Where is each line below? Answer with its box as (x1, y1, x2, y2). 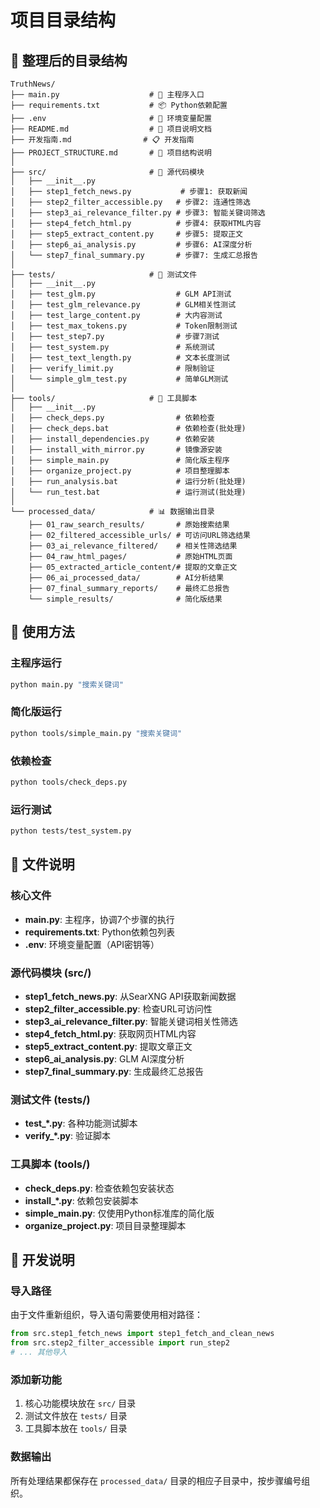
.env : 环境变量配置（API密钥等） (24, 938, 160, 950)
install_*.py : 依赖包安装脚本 (24, 1194, 139, 1206)
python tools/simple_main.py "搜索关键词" (10, 728, 183, 738)
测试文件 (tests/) (10, 1092, 91, 1106)
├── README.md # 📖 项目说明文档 (10, 124, 212, 134)
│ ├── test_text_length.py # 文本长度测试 (10, 353, 230, 363)
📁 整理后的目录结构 (10, 52, 128, 69)
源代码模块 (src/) (10, 966, 92, 980)
